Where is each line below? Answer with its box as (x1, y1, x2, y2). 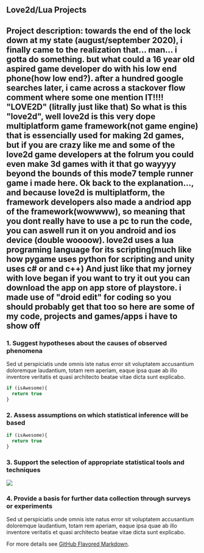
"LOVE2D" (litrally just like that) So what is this (6, 102, 188, 112)
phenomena (6, 347, 43, 355)
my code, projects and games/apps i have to (6, 311, 178, 322)
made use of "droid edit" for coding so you (6, 292, 172, 302)
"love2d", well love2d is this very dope (6, 111, 156, 121)
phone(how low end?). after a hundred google (6, 73, 184, 83)
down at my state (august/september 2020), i (6, 35, 183, 45)
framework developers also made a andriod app (6, 197, 192, 207)
